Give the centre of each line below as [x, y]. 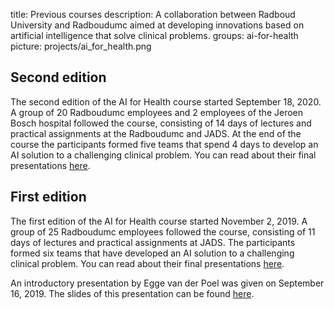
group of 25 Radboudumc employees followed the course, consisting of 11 [163, 231]
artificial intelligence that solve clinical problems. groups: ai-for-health [154, 35]
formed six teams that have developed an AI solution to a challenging [152, 253]
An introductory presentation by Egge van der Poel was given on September [167, 283]
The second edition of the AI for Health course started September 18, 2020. [166, 101]
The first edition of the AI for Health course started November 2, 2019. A [159, 221]
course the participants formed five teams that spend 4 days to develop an [164, 144]
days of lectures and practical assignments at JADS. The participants [153, 242]
